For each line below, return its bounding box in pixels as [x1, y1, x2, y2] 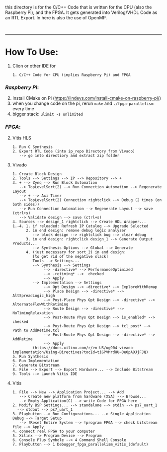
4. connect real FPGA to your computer [12, 429, 95, 434]
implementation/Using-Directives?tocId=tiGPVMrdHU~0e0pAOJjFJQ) [12, 350, 149, 355]
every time [12, 106, 35, 112]
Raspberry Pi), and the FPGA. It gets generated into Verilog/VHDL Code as [5, 9, 158, 15]
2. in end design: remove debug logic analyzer [25, 228, 126, 233]
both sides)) [12, 202, 40, 207]
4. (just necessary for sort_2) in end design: [25, 249, 126, 255]
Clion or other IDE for [12, 63, 56, 69]
